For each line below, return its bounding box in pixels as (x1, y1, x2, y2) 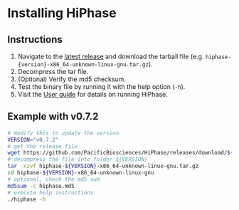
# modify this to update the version (7, 130, 119, 137)
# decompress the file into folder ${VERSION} (7, 156, 148, 163)
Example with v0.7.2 (7, 110, 99, 122)
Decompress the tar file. (17, 68, 89, 75)
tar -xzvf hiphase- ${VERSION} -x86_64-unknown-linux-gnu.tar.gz (7, 162, 199, 170)
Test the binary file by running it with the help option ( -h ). (17, 83, 186, 90)
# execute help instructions (7, 189, 94, 196)
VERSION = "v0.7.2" (7, 136, 59, 143)
